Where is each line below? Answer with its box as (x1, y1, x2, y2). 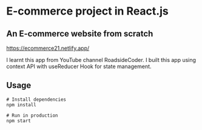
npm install (6, 101, 36, 108)
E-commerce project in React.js (6, 4, 169, 18)
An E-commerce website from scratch (6, 29, 153, 39)
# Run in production (6, 112, 59, 118)
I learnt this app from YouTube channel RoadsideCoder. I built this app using (6, 56, 196, 63)
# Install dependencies (6, 96, 67, 103)
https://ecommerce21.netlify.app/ (6, 44, 90, 52)
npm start (6, 117, 32, 124)
